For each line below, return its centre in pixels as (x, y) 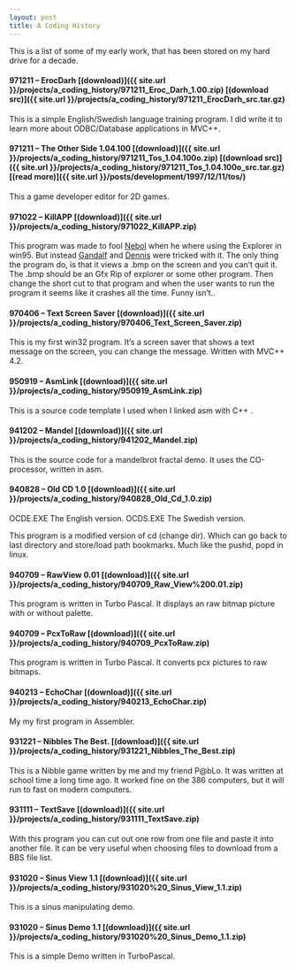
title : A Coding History (55, 26)
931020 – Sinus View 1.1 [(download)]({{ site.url (98, 878)
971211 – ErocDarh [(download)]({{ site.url (87, 81)
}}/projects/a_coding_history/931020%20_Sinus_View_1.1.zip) (126, 887)
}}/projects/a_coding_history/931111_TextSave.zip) (104, 819)
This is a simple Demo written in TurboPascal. (92, 956)
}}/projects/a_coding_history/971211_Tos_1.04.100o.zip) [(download (136, 158)
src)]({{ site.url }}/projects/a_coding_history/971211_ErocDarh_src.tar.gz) (147, 99)
